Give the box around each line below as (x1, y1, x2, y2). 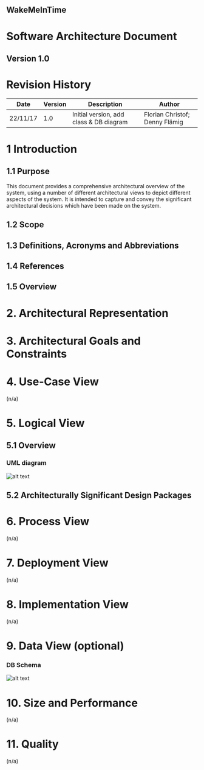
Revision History (6, 78, 92, 92)
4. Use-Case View (6, 375, 99, 389)
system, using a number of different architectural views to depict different (6, 189, 191, 196)
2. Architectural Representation (6, 306, 169, 320)
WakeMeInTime (6, 5, 67, 15)
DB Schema (6, 660, 41, 669)
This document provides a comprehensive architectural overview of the (6, 182, 185, 189)
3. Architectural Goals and (6, 334, 141, 348)
